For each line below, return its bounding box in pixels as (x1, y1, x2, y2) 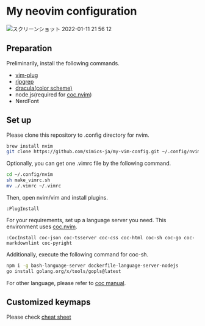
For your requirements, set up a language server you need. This (6, 216, 167, 223)
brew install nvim (6, 143, 53, 149)
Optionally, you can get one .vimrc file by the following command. (6, 160, 171, 167)
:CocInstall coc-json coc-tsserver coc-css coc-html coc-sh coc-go (6, 234, 182, 241)
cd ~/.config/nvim (6, 172, 53, 178)
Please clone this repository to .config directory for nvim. (6, 131, 149, 139)
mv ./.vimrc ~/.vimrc (6, 183, 62, 189)
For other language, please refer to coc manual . (6, 279, 126, 286)
